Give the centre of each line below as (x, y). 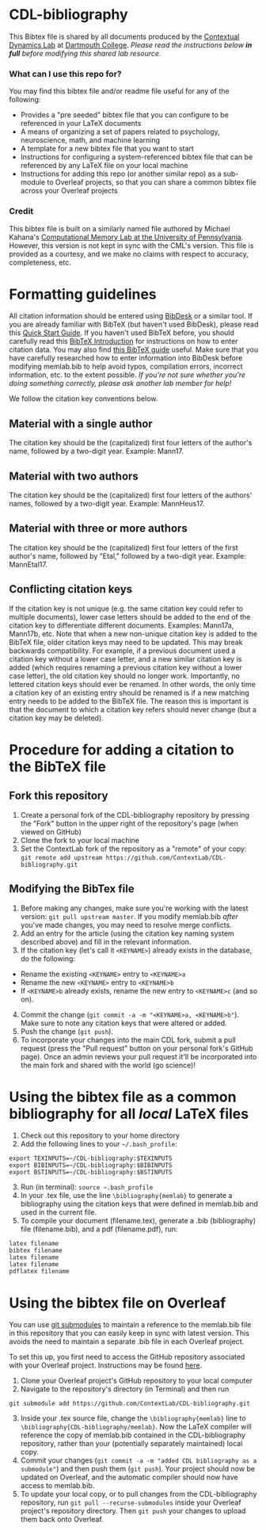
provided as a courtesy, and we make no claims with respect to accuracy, (129, 254)
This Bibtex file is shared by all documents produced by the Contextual (124, 36)
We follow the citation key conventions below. (84, 399)
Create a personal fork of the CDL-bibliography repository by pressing (135, 815)
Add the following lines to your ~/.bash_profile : (99, 1144)
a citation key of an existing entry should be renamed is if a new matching (129, 693)
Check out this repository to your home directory (100, 1135)
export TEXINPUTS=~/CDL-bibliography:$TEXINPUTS (91, 1158)
